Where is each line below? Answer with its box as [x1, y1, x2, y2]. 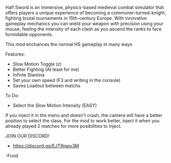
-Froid [5, 153, 18, 158]
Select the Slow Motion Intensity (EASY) [12, 102, 97, 108]
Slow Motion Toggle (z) [12, 61, 62, 67]
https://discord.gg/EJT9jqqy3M [12, 143, 79, 149]
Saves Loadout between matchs [12, 83, 81, 89]
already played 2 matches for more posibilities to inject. [5, 123, 122, 129]
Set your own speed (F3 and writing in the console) [12, 77, 121, 83]
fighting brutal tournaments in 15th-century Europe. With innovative [5, 15, 147, 21]
